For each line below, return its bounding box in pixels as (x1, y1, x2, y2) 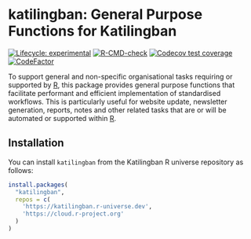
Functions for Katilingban (8, 22, 177, 40)
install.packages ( (8, 181, 68, 189)
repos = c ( (15, 195, 51, 204)
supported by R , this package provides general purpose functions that (8, 80, 235, 90)
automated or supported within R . (8, 113, 116, 123)
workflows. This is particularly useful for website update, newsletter (8, 97, 227, 106)
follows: (8, 165, 34, 175)
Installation (8, 136, 64, 150)
